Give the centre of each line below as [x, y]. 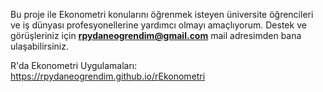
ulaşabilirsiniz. [40, 46]
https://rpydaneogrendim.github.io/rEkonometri [108, 76]
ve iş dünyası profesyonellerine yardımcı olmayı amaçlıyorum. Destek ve [158, 25]
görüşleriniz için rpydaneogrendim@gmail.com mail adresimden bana [156, 35]
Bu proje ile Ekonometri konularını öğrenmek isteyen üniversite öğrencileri [162, 14]
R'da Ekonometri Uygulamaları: [74, 65]
